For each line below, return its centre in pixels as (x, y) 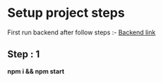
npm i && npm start (36, 71)
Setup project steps (66, 13)
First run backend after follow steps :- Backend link (81, 32)
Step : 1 (24, 54)
